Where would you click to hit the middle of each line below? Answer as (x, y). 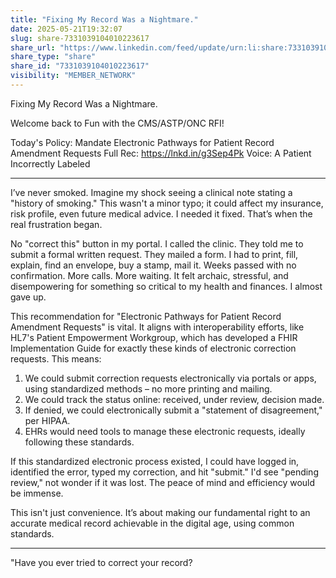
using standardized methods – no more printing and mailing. (148, 388)
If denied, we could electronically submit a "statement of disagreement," (173, 410)
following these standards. (79, 442)
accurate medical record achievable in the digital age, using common (152, 523)
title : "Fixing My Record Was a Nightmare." (104, 19)
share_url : (33, 47)
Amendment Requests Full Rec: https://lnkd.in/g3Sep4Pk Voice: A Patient (161, 153)
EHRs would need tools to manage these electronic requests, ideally (165, 431)
